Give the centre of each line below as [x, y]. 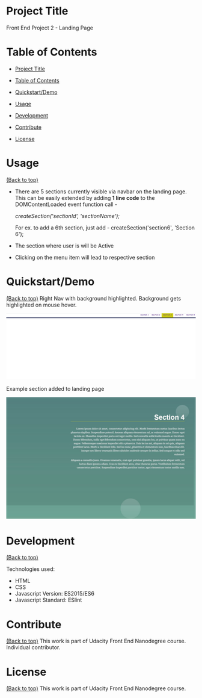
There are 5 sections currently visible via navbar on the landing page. [101, 192]
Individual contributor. [33, 647]
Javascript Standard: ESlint [48, 600]
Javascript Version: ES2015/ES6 [55, 594]
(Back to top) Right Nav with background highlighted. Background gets [94, 298]
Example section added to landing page [55, 388]
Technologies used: [31, 569]
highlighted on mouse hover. [41, 305]
